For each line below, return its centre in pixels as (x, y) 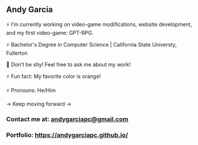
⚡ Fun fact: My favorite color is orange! (53, 76)
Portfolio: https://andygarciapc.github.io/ (67, 135)
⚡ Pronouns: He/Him (31, 90)
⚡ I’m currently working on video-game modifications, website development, (99, 24)
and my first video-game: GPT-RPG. (50, 32)
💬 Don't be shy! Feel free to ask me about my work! (69, 64)
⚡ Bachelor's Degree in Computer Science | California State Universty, (92, 44)
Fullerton (17, 53)
